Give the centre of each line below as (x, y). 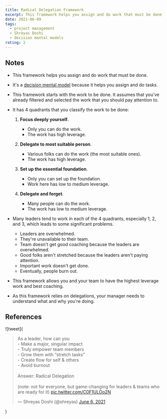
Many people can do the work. (59, 203)
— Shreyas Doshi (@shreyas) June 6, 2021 (61, 402)
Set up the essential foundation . (54, 169)
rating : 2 (15, 43)
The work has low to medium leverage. (67, 208)
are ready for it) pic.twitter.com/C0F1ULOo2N (64, 392)
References (23, 317)
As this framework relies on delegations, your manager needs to (78, 296)
